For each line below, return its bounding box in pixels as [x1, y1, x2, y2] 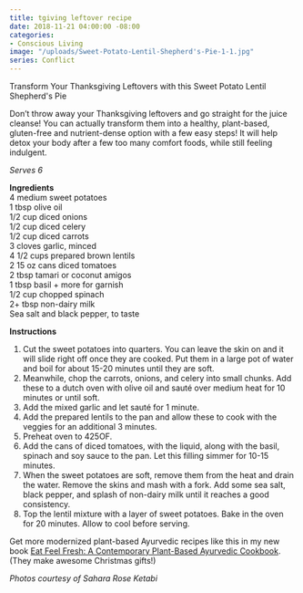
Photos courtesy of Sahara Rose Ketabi [9, 573, 157, 584]
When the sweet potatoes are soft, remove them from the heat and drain [22, 470, 294, 480]
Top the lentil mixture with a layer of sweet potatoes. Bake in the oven [22, 508, 284, 519]
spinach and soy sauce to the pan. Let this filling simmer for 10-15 [22, 451, 269, 461]
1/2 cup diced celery [9, 221, 86, 232]
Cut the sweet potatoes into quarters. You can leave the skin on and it [22, 344, 285, 354]
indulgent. [9, 147, 47, 158]
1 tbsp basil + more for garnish [9, 279, 124, 290]
